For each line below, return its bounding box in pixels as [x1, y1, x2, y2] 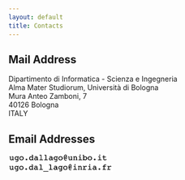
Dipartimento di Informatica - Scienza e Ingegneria [8, 74, 178, 84]
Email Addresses [8, 132, 96, 146]
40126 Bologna [8, 100, 59, 109]
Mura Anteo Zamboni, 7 [8, 92, 88, 101]
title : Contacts [8, 21, 63, 30]
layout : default [8, 13, 63, 21]
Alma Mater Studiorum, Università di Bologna [8, 83, 159, 92]
